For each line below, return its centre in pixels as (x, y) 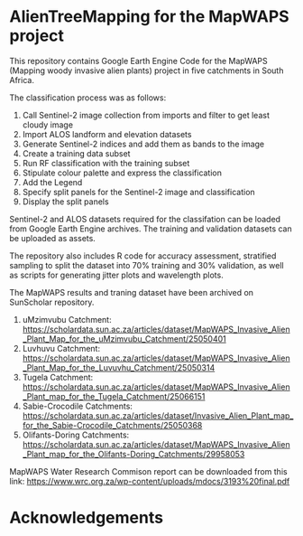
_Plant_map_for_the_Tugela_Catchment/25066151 (114, 396)
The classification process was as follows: (88, 98)
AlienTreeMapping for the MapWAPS (150, 17)
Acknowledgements (87, 518)
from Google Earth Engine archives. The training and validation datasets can (151, 229)
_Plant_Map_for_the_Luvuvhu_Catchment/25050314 (119, 367)
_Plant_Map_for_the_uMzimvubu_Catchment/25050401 (124, 339)
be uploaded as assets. (53, 238)
